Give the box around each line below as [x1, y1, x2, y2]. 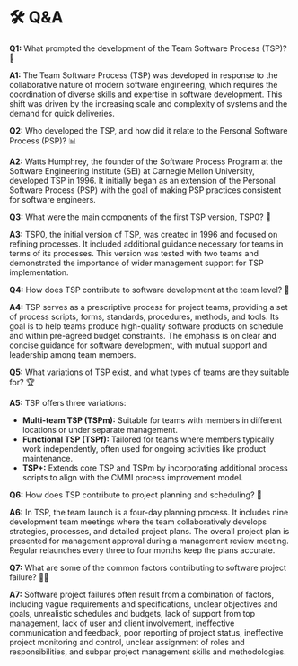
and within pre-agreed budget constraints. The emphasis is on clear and [9, 330, 276, 341]
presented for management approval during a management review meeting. [9, 535, 289, 546]
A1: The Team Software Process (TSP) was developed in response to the [9, 69, 278, 81]
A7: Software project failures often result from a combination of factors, [9, 589, 275, 600]
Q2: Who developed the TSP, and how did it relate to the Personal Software [9, 125, 288, 135]
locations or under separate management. [22, 424, 178, 435]
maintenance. [22, 453, 74, 463]
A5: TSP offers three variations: [9, 397, 127, 408]
